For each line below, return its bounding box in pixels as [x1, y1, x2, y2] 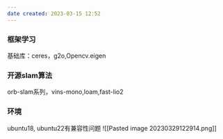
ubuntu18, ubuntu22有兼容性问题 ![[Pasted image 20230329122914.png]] [7, 124, 217, 132]
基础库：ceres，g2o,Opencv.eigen [7, 51, 106, 60]
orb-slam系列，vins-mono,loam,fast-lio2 [7, 88, 124, 96]
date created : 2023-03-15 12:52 [7, 10, 101, 17]
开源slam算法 [7, 70, 53, 80]
